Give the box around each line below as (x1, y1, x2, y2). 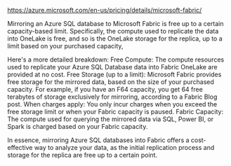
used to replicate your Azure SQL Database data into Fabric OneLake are (7, 63, 218, 71)
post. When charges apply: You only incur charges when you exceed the (7, 100, 218, 108)
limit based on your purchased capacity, (7, 42, 124, 50)
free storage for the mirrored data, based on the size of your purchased (7, 78, 214, 86)
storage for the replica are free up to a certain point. (7, 151, 158, 159)
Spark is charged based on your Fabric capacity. (7, 123, 148, 130)
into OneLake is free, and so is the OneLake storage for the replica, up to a (7, 34, 223, 43)
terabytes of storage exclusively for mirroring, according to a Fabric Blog (7, 92, 218, 101)
